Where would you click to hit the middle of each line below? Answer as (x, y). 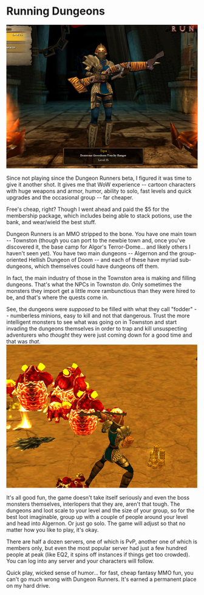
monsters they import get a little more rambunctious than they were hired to (101, 291)
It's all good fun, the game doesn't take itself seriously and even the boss (98, 497)
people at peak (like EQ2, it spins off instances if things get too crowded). (98, 554)
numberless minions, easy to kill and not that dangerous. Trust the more (100, 315)
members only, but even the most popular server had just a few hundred (97, 548)
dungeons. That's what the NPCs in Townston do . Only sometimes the (94, 284)
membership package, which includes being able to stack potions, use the (99, 215)
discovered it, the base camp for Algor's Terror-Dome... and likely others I (99, 247)
